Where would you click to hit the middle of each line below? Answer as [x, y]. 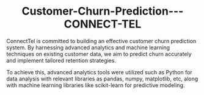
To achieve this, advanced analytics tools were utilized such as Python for [99, 72]
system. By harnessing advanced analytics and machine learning [88, 47]
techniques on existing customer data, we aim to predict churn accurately [99, 54]
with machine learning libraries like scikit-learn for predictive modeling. [96, 85]
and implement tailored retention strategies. [61, 60]
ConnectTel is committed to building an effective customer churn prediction [101, 41]
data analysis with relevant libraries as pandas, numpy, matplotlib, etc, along [102, 79]
